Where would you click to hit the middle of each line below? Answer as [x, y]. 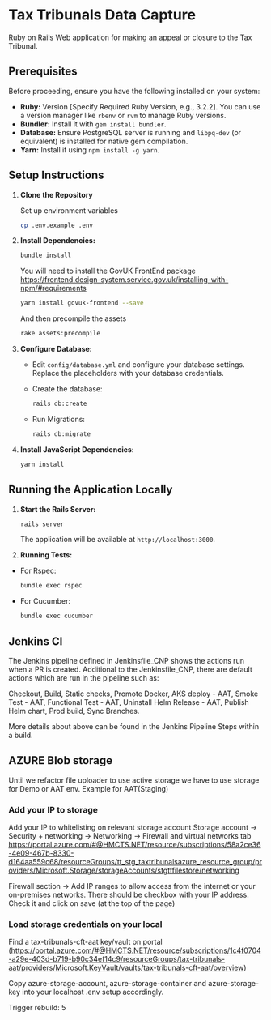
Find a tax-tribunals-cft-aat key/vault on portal [86, 942]
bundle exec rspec [51, 586]
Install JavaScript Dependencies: [77, 449]
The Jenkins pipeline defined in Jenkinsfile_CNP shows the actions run [127, 660]
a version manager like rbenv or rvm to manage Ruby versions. [123, 115]
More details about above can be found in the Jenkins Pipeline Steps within [134, 726]
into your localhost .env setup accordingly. [93, 992]
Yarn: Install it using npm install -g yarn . [90, 149]
